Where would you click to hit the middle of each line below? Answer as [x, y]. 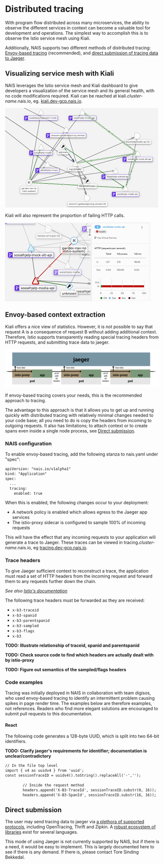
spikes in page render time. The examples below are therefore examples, [79, 703]
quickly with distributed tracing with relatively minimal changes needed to [79, 415]
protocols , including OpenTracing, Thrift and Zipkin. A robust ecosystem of [80, 827]
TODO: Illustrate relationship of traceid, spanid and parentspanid [72, 645]
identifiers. [16, 741]
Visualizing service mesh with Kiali [59, 74]
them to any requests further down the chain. [51, 582]
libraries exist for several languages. [42, 832]
